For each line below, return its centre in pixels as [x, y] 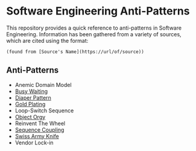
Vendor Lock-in [34, 143]
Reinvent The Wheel [40, 123]
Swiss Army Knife [37, 136]
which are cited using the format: [47, 40]
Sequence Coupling [40, 130]
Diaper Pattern [33, 97]
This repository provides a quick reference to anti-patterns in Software [94, 28]
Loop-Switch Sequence [44, 111]
